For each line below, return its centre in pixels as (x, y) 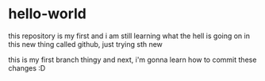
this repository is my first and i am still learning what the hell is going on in (129, 36)
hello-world (48, 14)
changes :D (27, 67)
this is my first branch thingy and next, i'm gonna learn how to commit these (132, 60)
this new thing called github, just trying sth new (85, 44)
